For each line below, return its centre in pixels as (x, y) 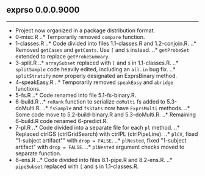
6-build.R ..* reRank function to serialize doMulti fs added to (90, 101)
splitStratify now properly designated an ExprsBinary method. (96, 76)
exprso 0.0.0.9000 (43, 10)
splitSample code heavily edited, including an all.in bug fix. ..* (95, 69)
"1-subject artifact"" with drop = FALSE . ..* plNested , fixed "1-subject (101, 140)
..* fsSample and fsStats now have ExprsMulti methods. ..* (116, 108)
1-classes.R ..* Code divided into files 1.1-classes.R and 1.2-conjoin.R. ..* (106, 43)
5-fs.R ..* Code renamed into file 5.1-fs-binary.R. (76, 95)
